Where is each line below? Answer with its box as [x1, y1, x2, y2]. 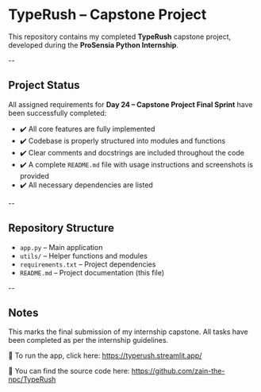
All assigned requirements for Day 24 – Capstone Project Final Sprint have [8, 99, 253, 109]
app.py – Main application [19, 242, 103, 252]
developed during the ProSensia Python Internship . [8, 40, 178, 49]
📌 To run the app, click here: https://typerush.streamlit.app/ [8, 351, 202, 360]
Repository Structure [8, 221, 115, 235]
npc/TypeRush [8, 375, 56, 384]
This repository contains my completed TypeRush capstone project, [8, 32, 232, 41]
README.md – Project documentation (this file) [19, 267, 165, 277]
